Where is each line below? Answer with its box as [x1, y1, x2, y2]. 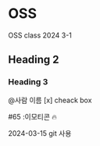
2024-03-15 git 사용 [8, 128, 72, 137]
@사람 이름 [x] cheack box [8, 95, 92, 105]
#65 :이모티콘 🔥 [8, 112, 57, 121]
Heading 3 [8, 77, 48, 87]
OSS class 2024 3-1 [8, 30, 73, 40]
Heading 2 [8, 53, 60, 66]
